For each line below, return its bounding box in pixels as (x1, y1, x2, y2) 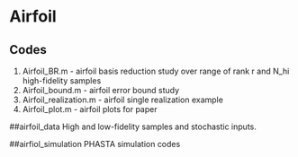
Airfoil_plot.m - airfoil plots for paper (22, 104, 158, 114)
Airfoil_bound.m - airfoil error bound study (22, 85, 180, 95)
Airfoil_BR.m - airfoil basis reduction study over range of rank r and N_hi (22, 65, 290, 76)
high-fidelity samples (22, 75, 102, 86)
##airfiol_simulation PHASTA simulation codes (9, 139, 181, 149)
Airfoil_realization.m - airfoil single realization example (22, 94, 223, 105)
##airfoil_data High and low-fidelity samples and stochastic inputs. (9, 121, 257, 132)
